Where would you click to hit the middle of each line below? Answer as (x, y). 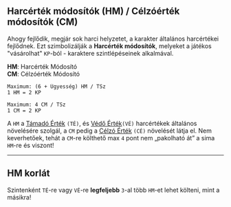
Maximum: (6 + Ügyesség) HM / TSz (57, 86)
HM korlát (29, 174)
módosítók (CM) (43, 22)
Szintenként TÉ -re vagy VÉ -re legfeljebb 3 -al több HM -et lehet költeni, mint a (113, 190)
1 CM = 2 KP (24, 110)
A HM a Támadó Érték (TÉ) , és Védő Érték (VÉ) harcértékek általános (102, 123)
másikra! (19, 197)
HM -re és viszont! (31, 145)
